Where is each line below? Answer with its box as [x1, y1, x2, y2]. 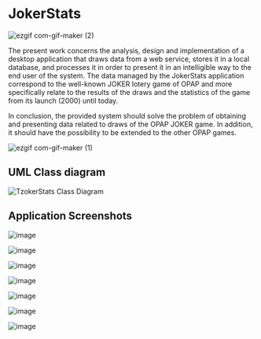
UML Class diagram [8, 166, 106, 179]
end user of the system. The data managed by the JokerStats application [8, 71, 244, 80]
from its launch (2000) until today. [8, 96, 119, 105]
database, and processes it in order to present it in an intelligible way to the [8, 62, 252, 71]
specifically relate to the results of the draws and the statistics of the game [8, 87, 251, 97]
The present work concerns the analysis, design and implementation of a [8, 46, 245, 55]
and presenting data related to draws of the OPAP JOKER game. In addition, [8, 119, 253, 129]
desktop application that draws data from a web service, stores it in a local [8, 54, 250, 64]
